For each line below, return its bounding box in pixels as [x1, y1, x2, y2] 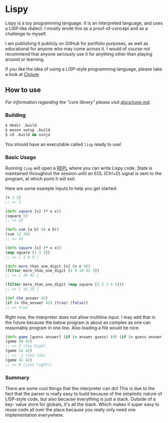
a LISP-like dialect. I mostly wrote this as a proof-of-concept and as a [5, 25, 148, 31]
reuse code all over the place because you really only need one [5, 406, 136, 413]
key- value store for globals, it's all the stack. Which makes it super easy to [5, 401, 159, 407]
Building [5, 111, 26, 118]
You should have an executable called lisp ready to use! [5, 141, 121, 147]
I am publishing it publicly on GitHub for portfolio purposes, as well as [5, 40, 148, 46]
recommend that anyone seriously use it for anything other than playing [5, 51, 152, 57]
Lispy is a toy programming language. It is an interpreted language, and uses [5, 20, 163, 26]
